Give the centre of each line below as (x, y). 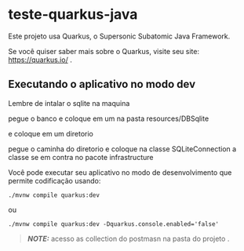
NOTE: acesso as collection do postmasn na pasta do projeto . (128, 238)
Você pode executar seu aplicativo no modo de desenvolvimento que (120, 172)
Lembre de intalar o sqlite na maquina (69, 103)
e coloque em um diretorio (51, 133)
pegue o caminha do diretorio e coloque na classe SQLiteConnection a (122, 149)
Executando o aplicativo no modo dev (102, 84)
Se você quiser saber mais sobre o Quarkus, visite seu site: (104, 51)
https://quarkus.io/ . (40, 60)
